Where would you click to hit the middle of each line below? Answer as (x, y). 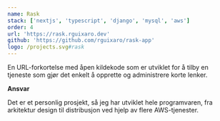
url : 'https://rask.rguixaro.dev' (59, 34)
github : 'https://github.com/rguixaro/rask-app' (81, 41)
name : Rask (24, 14)
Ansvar (19, 89)
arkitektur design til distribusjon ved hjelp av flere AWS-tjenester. (103, 110)
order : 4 (20, 27)
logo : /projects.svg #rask (46, 47)
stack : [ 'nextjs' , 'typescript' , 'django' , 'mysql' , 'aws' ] (99, 21)
